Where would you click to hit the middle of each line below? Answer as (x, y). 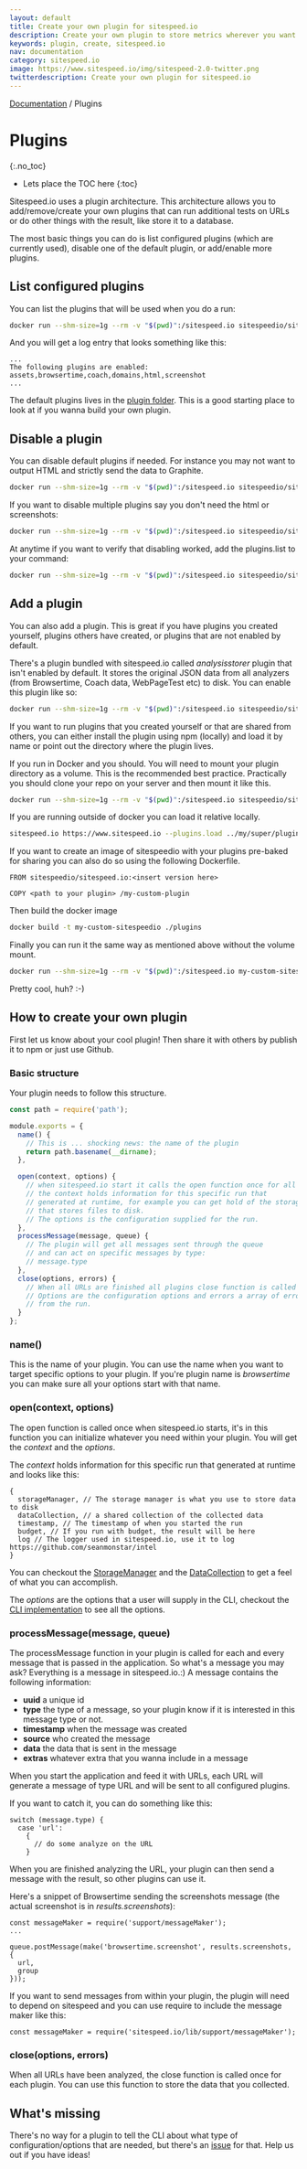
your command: (39, 558)
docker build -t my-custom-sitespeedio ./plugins (106, 928)
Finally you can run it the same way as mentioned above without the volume (152, 945)
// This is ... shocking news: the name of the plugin (132, 1143)
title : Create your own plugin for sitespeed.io (104, 27)
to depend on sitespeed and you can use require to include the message (146, 2005)
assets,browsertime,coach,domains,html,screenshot (108, 376)
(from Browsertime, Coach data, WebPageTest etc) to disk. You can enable (150, 682)
